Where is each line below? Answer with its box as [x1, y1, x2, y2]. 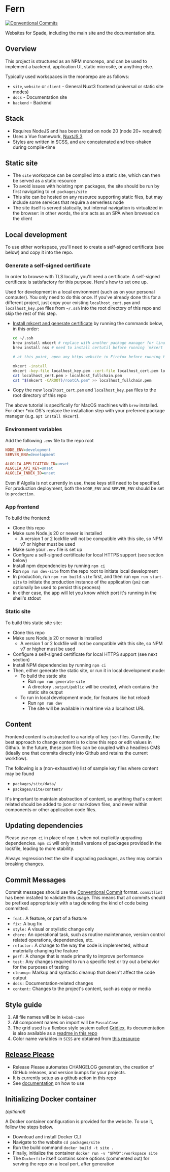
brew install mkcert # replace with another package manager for [12, 340, 154, 345]
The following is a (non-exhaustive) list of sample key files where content [5, 765, 158, 771]
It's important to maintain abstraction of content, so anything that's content [5, 795, 162, 802]
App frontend [5, 503, 39, 511]
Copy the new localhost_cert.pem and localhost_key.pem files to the [12, 387, 156, 393]
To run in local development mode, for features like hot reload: [20, 694, 151, 701]
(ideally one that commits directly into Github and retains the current [5, 750, 148, 756]
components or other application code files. [5, 806, 97, 813]
